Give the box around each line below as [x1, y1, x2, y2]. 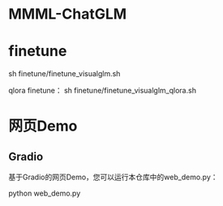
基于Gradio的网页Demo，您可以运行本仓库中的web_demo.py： [8, 172, 218, 182]
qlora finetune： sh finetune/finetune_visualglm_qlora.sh [8, 86, 197, 96]
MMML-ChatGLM [8, 5, 127, 24]
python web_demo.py [8, 188, 81, 199]
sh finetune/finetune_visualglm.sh [8, 69, 121, 79]
